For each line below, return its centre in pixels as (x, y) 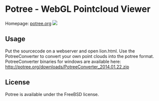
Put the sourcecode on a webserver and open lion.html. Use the (70, 51)
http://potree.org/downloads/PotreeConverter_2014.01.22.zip (67, 67)
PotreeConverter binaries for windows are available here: (63, 61)
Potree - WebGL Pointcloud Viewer (78, 9)
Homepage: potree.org (28, 23)
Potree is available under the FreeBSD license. (52, 94)
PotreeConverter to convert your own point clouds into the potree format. (79, 56)
